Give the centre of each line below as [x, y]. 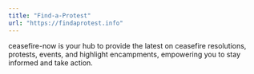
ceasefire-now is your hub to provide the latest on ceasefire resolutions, [127, 45]
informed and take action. [51, 62]
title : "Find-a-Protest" [50, 16]
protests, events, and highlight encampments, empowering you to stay [125, 54]
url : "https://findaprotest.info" [66, 23]
